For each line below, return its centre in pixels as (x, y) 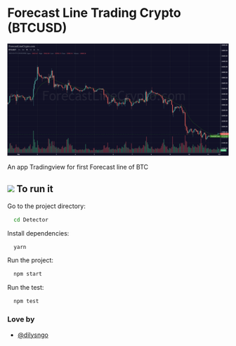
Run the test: (26, 288)
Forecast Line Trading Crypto (94, 13)
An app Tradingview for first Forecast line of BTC (78, 167)
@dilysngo (33, 335)
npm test (26, 301)
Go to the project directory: (46, 206)
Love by (21, 319)
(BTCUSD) (37, 28)
